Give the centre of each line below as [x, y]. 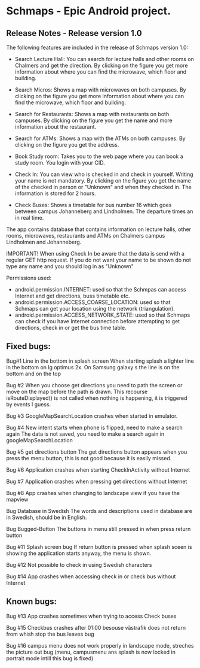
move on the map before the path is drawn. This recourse [77, 391]
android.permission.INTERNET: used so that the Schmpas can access [100, 289]
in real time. [29, 218]
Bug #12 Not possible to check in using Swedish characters [79, 564]
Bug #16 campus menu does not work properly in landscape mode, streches [100, 645]
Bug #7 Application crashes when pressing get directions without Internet [97, 481]
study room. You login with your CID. [60, 163]
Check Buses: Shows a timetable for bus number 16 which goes [93, 205]
